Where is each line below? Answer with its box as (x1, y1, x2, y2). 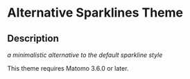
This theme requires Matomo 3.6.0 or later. (7, 64, 129, 72)
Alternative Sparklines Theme (7, 5, 184, 21)
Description (7, 33, 59, 44)
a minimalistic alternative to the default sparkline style (7, 51, 163, 59)
